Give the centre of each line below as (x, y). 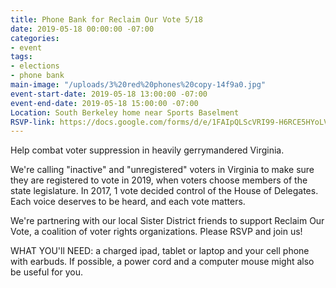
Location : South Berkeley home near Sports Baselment (125, 112)
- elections (35, 66)
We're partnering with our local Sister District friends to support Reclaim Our (167, 221)
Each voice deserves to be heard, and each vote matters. (128, 202)
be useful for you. (46, 272)
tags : (21, 57)
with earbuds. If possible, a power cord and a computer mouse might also (162, 262)
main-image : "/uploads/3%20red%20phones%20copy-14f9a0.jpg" (138, 85)
